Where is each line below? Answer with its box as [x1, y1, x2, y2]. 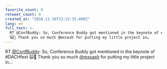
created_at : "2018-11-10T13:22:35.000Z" [5, 16, 90, 21]
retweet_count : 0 [5, 12, 41, 17]
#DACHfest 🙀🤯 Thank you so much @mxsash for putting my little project [5, 54, 155, 60]
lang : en [5, 21, 23, 26]
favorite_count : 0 [5, 7, 43, 12]
